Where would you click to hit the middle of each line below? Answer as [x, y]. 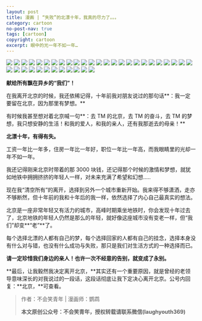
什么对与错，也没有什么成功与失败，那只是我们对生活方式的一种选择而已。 [103, 245]
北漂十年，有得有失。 [32, 136]
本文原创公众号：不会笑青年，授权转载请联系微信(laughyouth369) [103, 311]
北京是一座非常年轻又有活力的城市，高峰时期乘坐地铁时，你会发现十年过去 [98, 210]
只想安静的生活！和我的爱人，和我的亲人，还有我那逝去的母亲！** [104, 123]
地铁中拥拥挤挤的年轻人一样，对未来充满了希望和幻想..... [81, 177]
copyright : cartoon [31, 40]
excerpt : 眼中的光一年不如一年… [42, 46]
